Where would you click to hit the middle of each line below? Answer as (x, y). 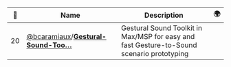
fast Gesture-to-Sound (159, 45)
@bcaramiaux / (50, 37)
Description (164, 15)
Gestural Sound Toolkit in (162, 28)
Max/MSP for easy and (158, 37)
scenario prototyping (155, 54)
